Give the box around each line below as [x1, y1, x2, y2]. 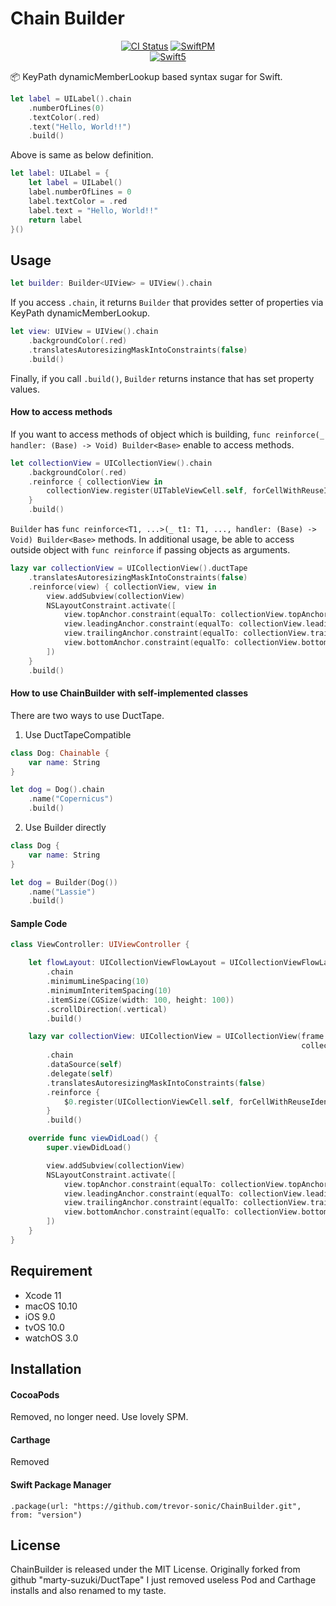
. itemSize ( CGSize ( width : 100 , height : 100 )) [46, 995, 235, 1005]
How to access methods [10, 406, 113, 418]
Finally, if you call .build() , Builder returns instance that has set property [10, 372, 315, 384]
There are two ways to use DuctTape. [10, 709, 165, 721]
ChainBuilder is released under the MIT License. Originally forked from [10, 1563, 301, 1576]
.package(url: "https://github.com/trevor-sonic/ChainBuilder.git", [10, 1501, 302, 1511]
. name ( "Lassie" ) [28, 887, 97, 897]
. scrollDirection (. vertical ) [46, 1004, 168, 1014]
